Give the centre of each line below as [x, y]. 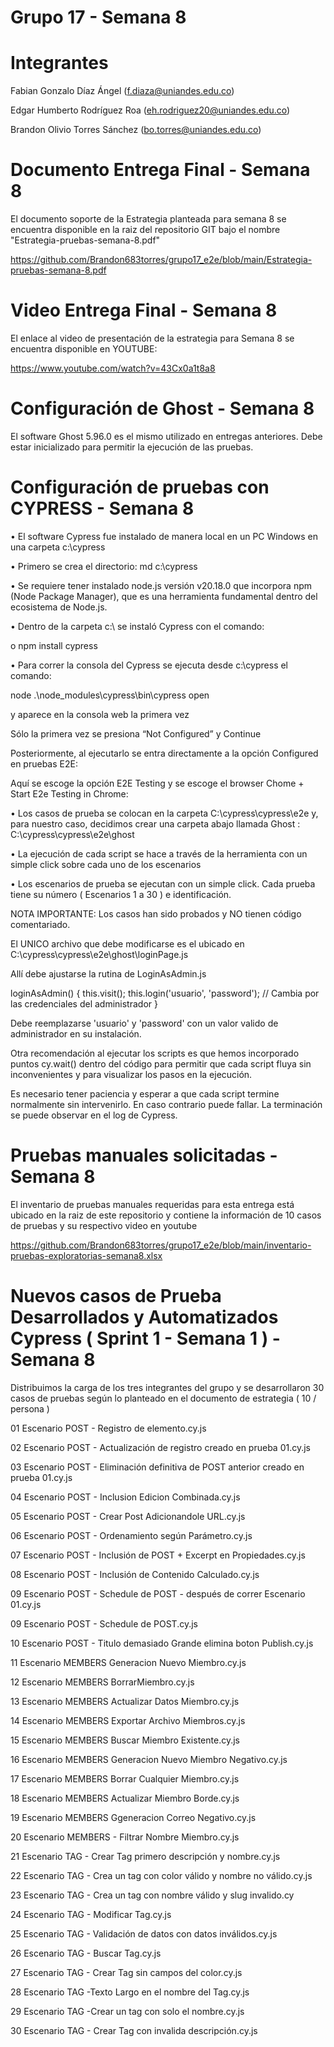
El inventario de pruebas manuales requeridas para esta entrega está [152, 1204]
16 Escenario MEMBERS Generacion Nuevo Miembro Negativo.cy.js [149, 1759]
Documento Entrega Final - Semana [160, 170]
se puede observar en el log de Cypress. [94, 1115]
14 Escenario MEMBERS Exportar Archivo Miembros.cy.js [128, 1720]
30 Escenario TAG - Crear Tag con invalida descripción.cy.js [134, 2030]
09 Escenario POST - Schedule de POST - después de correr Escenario [158, 1593]
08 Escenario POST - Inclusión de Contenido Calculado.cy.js [135, 1574]
